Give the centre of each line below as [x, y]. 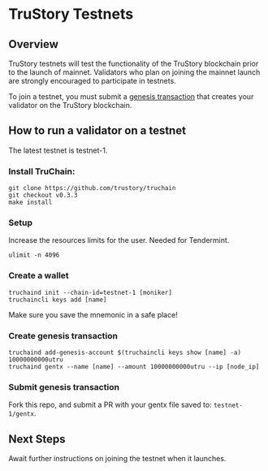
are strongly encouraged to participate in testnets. [92, 81]
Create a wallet [39, 275]
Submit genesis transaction [64, 387]
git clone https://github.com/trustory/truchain [92, 188]
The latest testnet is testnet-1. [58, 150]
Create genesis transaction [63, 335]
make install [30, 203]
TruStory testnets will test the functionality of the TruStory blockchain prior [134, 63]
